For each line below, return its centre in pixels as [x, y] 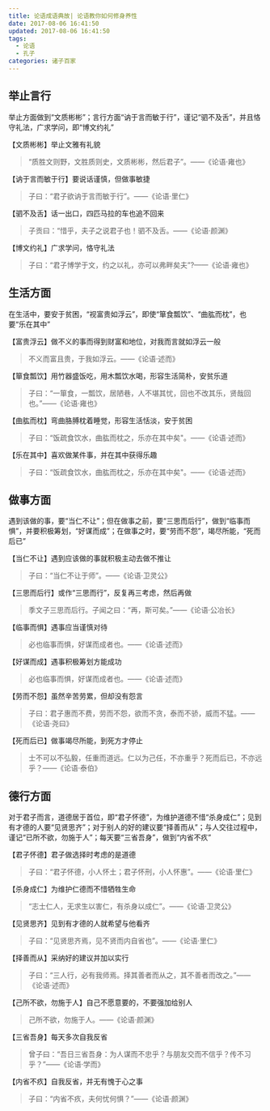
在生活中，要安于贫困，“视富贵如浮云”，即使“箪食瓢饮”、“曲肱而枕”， [124, 314]
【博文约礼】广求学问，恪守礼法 [61, 247]
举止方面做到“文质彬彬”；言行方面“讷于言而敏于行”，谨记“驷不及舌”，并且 [131, 117]
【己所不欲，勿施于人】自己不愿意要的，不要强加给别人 [100, 1002]
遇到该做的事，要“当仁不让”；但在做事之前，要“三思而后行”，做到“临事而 [129, 521]
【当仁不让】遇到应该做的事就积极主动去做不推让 [90, 558]
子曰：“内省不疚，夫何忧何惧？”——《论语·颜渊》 [110, 1099]
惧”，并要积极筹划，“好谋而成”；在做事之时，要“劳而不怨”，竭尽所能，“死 [131, 531]
